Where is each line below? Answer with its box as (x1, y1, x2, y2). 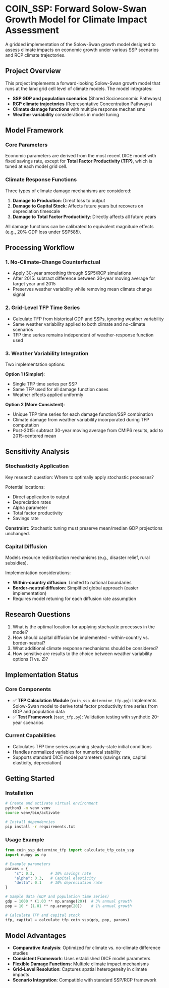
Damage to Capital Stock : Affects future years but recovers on (12, 203, 144, 209)
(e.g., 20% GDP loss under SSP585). (5, 229, 82, 235)
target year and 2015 (12, 281, 56, 287)
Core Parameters (5, 141, 48, 148)
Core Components (5, 686, 51, 693)
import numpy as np (5, 852, 46, 857)
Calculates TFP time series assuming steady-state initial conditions (12, 743, 152, 749)
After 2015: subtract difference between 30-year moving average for (12, 275, 155, 281)
